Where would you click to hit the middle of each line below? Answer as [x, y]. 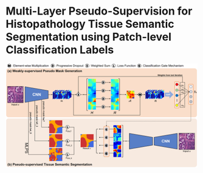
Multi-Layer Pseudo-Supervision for [99, 11]
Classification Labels [60, 50]
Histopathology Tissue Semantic [90, 24]
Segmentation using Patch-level [88, 37]
